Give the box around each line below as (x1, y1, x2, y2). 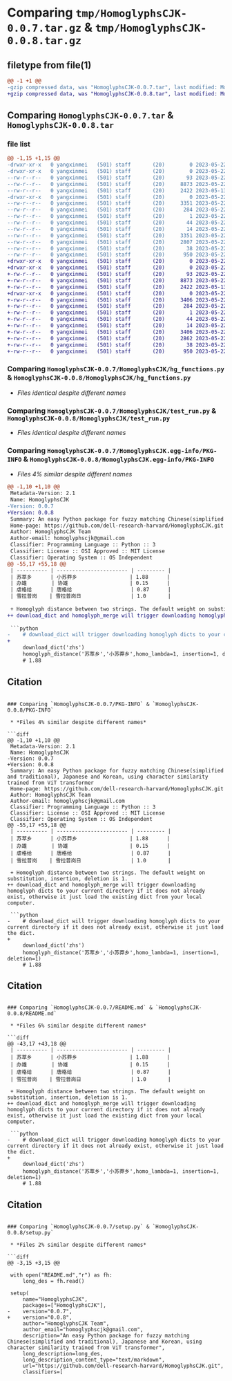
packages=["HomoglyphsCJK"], (22, 1302, 107, 1309)
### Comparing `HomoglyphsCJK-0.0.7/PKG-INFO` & (7, 701, 150, 707)
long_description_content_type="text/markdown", (22, 1357, 166, 1364)
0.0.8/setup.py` (7, 1230, 54, 1236)
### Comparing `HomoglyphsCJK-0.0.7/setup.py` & (7, 1223, 150, 1230)
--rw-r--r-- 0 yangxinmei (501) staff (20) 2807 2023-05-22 (7, 239, 227, 245)
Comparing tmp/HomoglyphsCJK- (7, 5, 188, 21)
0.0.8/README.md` (7, 1010, 57, 1017)
